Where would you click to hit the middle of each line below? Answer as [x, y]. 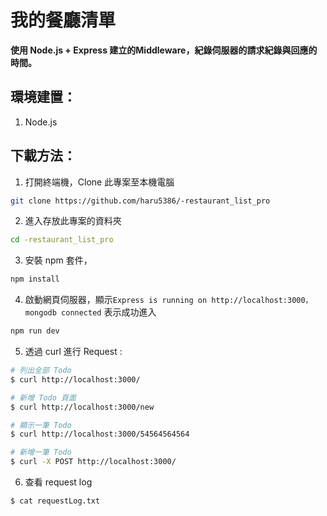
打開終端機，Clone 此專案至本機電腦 [99, 182]
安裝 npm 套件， [58, 260]
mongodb [40, 313]
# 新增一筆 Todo [41, 452]
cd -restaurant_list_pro [62, 240]
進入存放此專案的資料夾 [73, 221]
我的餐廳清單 [63, 20]
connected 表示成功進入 [109, 312]
